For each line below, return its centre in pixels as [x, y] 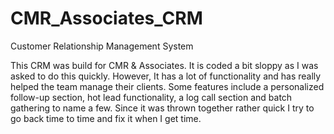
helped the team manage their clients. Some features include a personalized [167, 86]
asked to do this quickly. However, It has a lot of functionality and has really [166, 76]
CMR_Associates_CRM [106, 18]
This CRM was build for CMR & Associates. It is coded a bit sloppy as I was [164, 65]
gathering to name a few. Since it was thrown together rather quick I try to [162, 108]
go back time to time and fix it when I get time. [106, 118]
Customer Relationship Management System [102, 46]
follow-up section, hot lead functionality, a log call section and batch [151, 97]
